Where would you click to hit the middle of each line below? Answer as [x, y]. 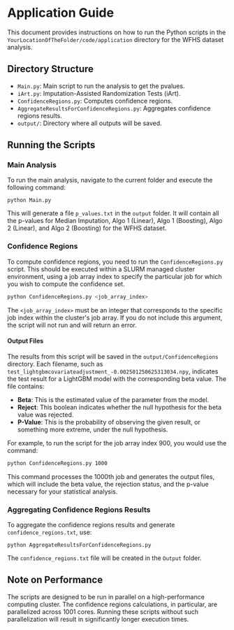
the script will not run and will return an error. [72, 325]
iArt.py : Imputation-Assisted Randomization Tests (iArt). [99, 93]
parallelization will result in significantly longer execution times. [98, 619]
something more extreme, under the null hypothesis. [93, 429]
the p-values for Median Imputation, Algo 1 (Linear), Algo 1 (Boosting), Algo [115, 221]
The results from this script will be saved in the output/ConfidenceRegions [113, 356]
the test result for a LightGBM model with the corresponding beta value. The [117, 378]
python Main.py [29, 201]
